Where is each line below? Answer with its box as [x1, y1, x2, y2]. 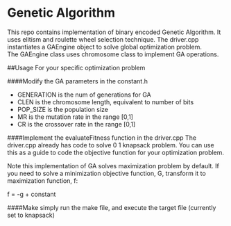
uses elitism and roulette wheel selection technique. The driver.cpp [7, 35, 199, 43]
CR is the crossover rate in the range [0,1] [17, 120, 136, 128]
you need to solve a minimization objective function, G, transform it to [7, 169, 206, 177]
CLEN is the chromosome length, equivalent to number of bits [17, 97, 194, 106]
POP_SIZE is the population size [17, 105, 109, 113]
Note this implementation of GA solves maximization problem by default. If [7, 161, 220, 170]
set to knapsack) [7, 211, 55, 219]
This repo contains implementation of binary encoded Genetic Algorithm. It [7, 28, 221, 36]
